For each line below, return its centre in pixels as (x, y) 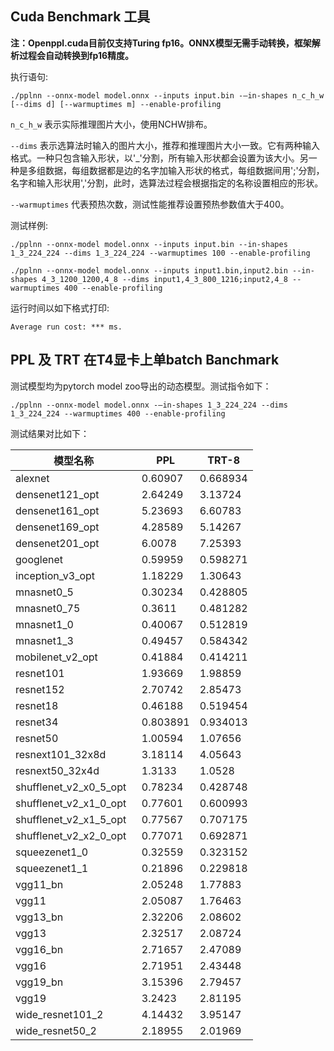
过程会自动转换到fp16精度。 (76, 55)
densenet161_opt (57, 510)
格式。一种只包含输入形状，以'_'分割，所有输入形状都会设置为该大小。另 (159, 158)
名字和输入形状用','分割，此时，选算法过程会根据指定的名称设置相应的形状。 (167, 183)
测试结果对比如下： (50, 433)
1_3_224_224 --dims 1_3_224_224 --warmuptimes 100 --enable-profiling (160, 253)
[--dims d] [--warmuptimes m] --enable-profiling (116, 104)
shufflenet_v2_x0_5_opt (71, 787)
